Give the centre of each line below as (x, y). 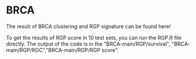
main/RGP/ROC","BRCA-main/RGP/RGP (53, 50)
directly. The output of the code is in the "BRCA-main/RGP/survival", (88, 44)
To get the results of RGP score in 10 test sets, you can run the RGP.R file (94, 37)
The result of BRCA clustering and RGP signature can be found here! (89, 26)
